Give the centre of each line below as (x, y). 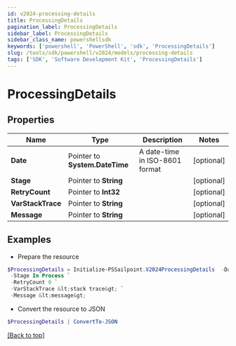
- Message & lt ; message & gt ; (48, 295)
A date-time (159, 152)
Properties (31, 120)
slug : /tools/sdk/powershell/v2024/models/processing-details (100, 53)
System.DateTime (98, 164)
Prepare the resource (48, 256)
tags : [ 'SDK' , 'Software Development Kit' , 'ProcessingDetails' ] (105, 60)
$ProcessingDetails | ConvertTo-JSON (63, 321)
